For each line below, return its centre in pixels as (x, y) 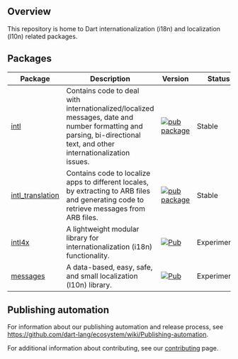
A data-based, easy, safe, (109, 267)
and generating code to (105, 199)
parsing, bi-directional (103, 135)
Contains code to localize (108, 173)
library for (83, 238)
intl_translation (35, 195)
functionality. (88, 255)
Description (110, 79)
